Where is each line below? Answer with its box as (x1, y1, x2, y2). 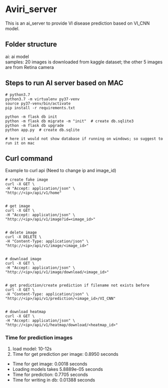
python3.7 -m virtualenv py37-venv (5, 97, 80, 102)
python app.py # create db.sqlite (5, 127, 80, 132)
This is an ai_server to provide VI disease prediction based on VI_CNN (5, 20, 150, 26)
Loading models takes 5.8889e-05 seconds (12, 366, 103, 372)
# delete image (5, 230, 37, 235)
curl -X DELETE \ (5, 235, 42, 240)
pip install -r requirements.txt (5, 105, 75, 110)
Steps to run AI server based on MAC (5, 79, 124, 88)
